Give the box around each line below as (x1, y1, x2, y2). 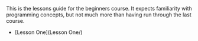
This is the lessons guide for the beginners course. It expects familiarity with (6, 5, 192, 12)
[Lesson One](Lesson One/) (14, 29, 83, 36)
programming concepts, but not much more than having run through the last (6, 11, 191, 18)
